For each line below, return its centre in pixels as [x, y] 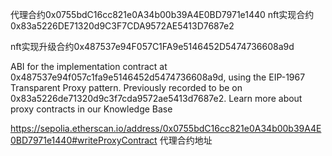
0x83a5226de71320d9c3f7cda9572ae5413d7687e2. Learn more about [156, 98]
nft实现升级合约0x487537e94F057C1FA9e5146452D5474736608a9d [152, 46]
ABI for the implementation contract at [89, 66]
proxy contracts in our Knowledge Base [91, 109]
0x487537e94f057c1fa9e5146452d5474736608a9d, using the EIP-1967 [158, 77]
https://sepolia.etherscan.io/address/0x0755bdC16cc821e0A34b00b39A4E [166, 128]
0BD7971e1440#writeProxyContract [84, 140]
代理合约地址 [186, 140]
